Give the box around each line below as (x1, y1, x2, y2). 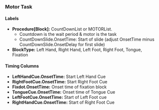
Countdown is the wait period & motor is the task (19, 31, 117, 37)
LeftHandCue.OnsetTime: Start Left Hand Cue (12, 74, 106, 79)
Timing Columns (5, 63, 39, 69)
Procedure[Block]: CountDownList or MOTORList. (12, 26, 112, 32)
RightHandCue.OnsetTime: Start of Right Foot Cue (12, 99, 115, 105)
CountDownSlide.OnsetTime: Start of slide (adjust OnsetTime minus (19, 36, 155, 42)
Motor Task (5, 3, 32, 10)
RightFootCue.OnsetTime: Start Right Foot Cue (12, 79, 108, 85)
